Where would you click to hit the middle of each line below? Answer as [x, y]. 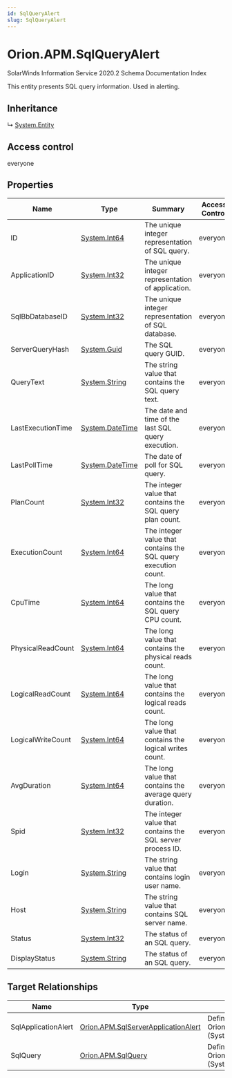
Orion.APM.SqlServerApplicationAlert [140, 1027]
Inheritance [32, 108]
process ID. [163, 849]
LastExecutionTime [41, 428]
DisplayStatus [33, 958]
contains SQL [166, 914]
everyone [21, 164]
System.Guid [101, 349]
